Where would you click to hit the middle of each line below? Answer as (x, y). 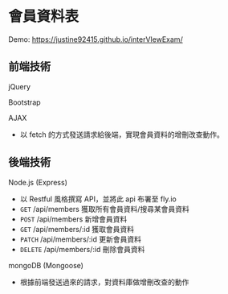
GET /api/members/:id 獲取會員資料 (77, 229)
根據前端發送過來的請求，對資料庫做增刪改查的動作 (104, 282)
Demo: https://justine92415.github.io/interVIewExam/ (96, 39)
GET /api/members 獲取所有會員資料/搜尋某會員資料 (105, 209)
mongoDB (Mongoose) (46, 265)
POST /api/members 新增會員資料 (73, 219)
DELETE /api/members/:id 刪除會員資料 (82, 249)
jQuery (19, 86)
